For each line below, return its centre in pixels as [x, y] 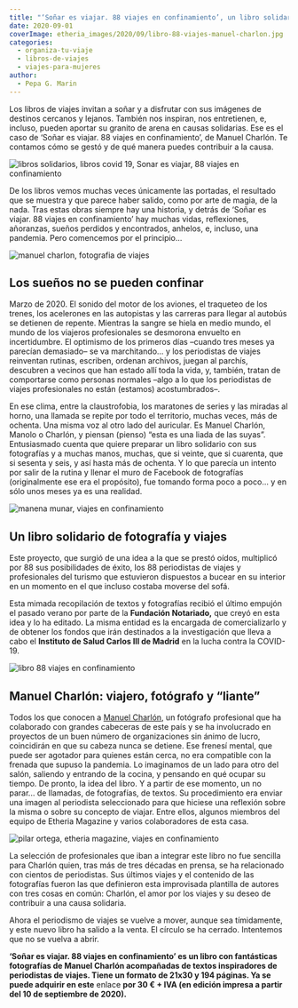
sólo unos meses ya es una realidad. [76, 492]
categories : [31, 42]
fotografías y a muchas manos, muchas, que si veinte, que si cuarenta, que [146, 453]
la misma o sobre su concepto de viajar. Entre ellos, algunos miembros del [145, 812]
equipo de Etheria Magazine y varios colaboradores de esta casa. [129, 821]
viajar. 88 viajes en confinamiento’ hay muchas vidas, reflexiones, [129, 219]
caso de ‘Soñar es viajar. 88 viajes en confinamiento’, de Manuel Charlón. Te [149, 137]
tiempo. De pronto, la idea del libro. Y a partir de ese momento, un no [135, 784]
